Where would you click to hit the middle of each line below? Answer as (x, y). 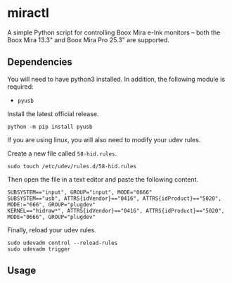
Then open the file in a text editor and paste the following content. (103, 179)
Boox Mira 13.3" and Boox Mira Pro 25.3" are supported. (89, 39)
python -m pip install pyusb (50, 127)
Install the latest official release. (53, 113)
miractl (28, 13)
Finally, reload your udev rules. (52, 229)
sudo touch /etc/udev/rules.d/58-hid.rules (72, 166)
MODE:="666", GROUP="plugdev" (52, 205)
